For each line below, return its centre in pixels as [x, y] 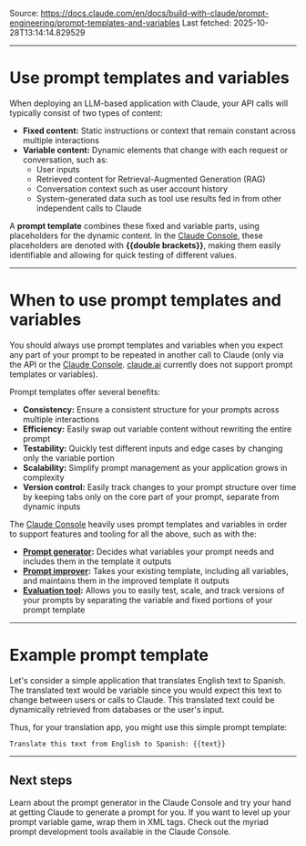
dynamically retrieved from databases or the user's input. [117, 709]
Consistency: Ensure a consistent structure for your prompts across [151, 409]
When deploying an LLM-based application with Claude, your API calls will [149, 103]
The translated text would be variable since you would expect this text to [146, 690]
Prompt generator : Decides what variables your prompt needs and [148, 551]
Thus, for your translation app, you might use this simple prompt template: [148, 727]
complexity [44, 477]
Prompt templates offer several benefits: [85, 392]
